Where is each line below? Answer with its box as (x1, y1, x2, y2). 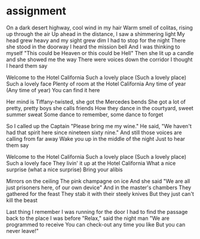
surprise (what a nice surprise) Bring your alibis (6, 166, 123, 173)
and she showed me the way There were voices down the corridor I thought (6, 56, 193, 63)
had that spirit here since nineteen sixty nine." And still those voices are (6, 129, 182, 136)
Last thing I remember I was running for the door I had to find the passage (6, 208, 188, 215)
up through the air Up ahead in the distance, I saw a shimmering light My (6, 30, 185, 37)
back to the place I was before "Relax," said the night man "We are (6, 214, 170, 222)
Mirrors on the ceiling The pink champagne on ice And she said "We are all (6, 177, 190, 184)
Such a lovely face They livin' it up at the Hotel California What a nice (6, 159, 176, 167)
